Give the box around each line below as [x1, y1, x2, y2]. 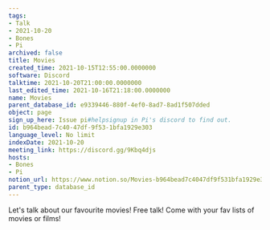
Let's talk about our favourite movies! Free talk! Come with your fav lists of [8, 205, 255, 215]
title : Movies [8, 57, 56, 65]
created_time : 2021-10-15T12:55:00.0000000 [8, 64, 157, 72]
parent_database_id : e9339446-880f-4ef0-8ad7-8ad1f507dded [8, 101, 211, 109]
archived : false [8, 49, 63, 57]
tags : [8, 11, 27, 20]
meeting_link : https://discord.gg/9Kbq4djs [8, 146, 157, 154]
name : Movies [8, 94, 52, 102]
